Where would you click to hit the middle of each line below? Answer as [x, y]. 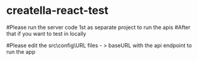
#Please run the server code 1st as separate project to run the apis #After [98, 27]
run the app [21, 51]
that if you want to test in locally [46, 33]
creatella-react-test [57, 11]
